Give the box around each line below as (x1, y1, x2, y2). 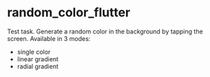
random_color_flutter (7, 5, 131, 20)
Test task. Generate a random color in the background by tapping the (7, 27, 203, 35)
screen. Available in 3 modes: (7, 34, 91, 42)
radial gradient (17, 62, 59, 70)
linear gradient (17, 55, 59, 63)
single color (17, 48, 51, 56)
